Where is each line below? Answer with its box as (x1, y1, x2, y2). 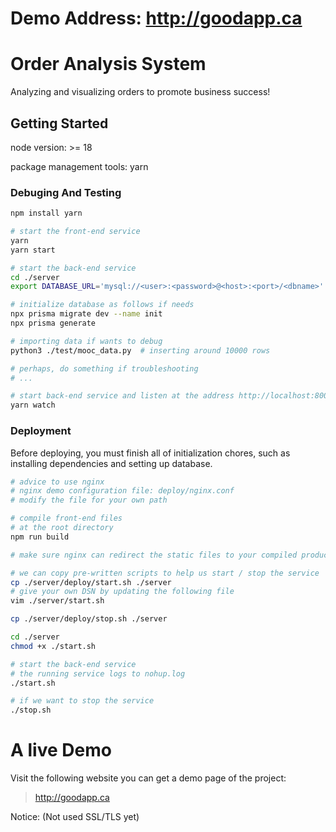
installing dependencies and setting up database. (10, 457, 213, 469)
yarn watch (10, 400, 56, 411)
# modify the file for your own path (10, 495, 168, 506)
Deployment (10, 424, 72, 438)
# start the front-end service (10, 227, 141, 237)
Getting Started (10, 115, 109, 132)
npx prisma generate (10, 318, 97, 329)
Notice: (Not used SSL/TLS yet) (10, 811, 140, 823)
